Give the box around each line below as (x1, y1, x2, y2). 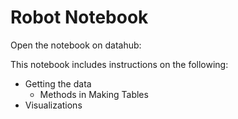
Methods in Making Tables (39, 88, 149, 100)
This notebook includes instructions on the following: (10, 58, 229, 70)
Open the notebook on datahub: (10, 39, 142, 51)
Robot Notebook (10, 6, 149, 29)
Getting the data (24, 77, 92, 90)
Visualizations (24, 99, 83, 111)
